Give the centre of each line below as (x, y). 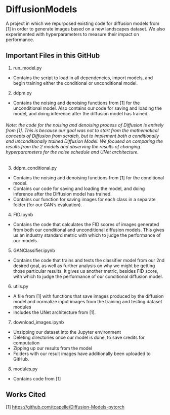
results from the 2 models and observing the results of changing (73, 147)
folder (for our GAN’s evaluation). (48, 205)
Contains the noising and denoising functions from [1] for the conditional (88, 178)
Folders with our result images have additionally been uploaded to (82, 354)
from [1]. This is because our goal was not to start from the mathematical (82, 131)
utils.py (21, 286)
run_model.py (27, 68)
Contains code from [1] (37, 378)
